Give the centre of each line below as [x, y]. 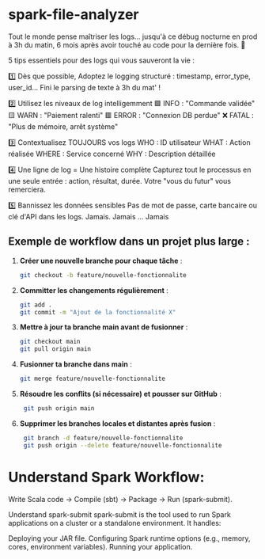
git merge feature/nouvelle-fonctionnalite [93, 379]
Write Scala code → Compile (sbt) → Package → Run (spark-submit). [120, 499]
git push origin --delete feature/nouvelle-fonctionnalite [123, 445]
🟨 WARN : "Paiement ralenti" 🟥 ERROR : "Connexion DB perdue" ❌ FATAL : [131, 115]
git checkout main [50, 342]
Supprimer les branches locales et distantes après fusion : [117, 423]
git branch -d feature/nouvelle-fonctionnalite [103, 438]
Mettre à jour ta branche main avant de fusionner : [104, 327]
